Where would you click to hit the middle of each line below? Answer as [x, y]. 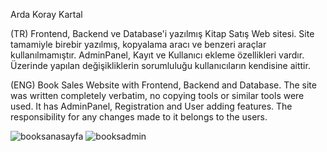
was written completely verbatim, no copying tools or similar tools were [157, 95]
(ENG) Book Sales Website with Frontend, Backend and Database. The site [163, 85]
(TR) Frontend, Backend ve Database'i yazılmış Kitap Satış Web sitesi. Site [162, 33]
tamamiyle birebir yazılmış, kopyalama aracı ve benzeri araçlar [138, 44]
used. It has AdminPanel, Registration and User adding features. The [151, 106]
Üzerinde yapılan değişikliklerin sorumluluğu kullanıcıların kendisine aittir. [160, 65]
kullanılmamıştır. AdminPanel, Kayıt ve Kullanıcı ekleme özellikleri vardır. [157, 55]
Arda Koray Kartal [46, 14]
